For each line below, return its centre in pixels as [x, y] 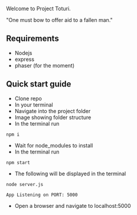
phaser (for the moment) [45, 65]
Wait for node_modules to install [54, 145]
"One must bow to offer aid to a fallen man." [60, 20]
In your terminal [34, 105]
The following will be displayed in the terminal [70, 174]
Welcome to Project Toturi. [38, 9]
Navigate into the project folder [53, 111]
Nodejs [23, 53]
